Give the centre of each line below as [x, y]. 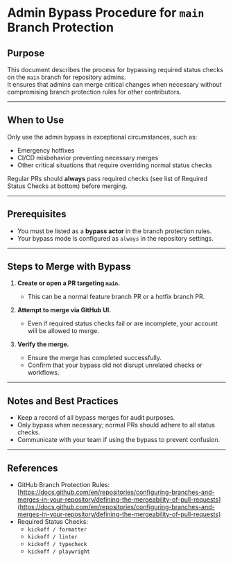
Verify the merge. [43, 344]
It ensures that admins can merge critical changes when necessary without [114, 84]
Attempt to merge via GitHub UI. [64, 310]
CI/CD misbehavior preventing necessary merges [88, 157]
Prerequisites [37, 214]
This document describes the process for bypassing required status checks [115, 70]
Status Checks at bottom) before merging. [67, 186]
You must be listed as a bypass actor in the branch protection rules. [114, 231]
